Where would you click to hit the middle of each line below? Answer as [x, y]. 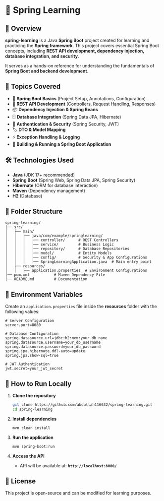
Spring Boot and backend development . [47, 71]
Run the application [33, 437]
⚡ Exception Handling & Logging [46, 137]
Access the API [28, 456]
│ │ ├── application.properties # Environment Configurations [76, 271]
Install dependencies [34, 419]
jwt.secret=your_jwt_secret [34, 369]
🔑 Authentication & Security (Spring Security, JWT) [66, 124]
